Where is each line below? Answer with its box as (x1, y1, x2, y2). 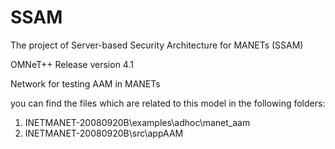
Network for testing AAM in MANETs (10, 77, 161, 90)
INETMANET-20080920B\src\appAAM (24, 127, 184, 139)
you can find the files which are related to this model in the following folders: (10, 97, 326, 109)
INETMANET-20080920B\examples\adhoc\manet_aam (24, 116, 251, 128)
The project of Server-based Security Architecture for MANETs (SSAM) (10, 39, 304, 51)
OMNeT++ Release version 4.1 (10, 58, 134, 70)
